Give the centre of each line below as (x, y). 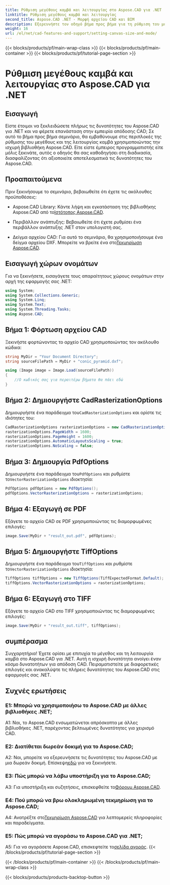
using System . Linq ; (26, 300)
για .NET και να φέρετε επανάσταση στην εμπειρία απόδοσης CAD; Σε (80, 131)
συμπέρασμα (27, 641)
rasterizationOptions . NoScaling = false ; (50, 446)
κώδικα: (13, 347)
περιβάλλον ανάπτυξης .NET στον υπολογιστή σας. (67, 227)
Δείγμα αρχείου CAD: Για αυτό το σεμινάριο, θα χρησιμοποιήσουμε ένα (88, 237)
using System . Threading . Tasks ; (38, 309)
